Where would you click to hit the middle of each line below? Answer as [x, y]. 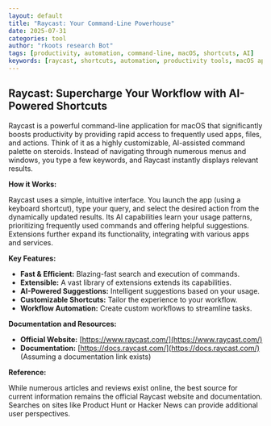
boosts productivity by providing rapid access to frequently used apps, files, [135, 134]
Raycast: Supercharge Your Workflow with [118, 94]
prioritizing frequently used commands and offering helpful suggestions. [129, 225]
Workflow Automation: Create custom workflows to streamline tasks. [136, 308]
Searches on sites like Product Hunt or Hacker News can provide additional [133, 405]
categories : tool [38, 38]
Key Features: [32, 258]
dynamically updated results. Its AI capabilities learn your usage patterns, [130, 217]
